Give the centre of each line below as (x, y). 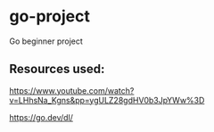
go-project (50, 16)
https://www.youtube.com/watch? (72, 90)
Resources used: (57, 69)
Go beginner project (46, 41)
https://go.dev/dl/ (41, 117)
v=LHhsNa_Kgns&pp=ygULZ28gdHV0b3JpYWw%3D (107, 100)
